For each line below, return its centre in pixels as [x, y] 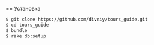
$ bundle [16, 30]
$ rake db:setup [26, 36]
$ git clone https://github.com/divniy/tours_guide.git [77, 20]
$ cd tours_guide [27, 25]
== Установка [23, 9]
